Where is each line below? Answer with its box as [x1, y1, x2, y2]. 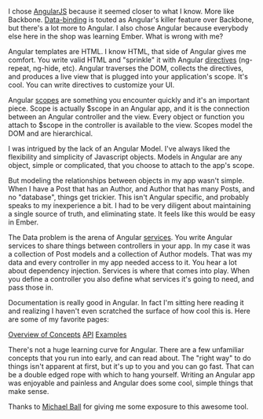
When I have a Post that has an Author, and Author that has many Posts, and [8, 184, 255, 193]
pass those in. [8, 282, 53, 292]
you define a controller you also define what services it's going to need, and [8, 275, 254, 283]
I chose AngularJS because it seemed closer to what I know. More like [8, 7, 235, 16]
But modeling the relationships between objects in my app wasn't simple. [8, 176, 245, 185]
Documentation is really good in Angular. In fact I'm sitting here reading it [8, 298, 245, 307]
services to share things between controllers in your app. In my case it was [8, 241, 251, 250]
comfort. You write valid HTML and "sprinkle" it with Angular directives [8, 55, 237, 64]
